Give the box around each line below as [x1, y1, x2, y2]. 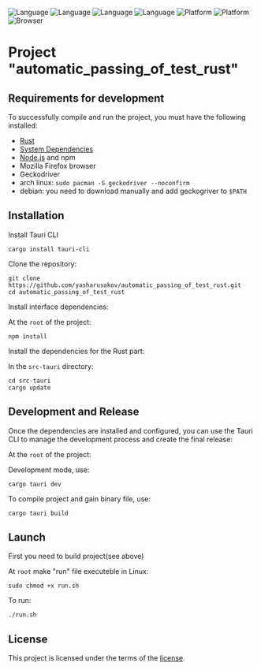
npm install [8, 332, 47, 341]
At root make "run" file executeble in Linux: [8, 567, 149, 576]
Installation [8, 209, 65, 222]
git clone [8, 274, 41, 282]
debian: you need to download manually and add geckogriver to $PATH [19, 186, 247, 195]
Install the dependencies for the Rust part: [8, 346, 145, 355]
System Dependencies [19, 144, 94, 154]
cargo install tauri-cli [8, 245, 90, 253]
